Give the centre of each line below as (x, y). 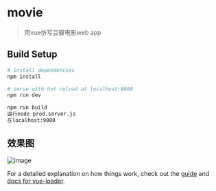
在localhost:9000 (32, 120)
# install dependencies (41, 70)
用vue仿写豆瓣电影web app (62, 32)
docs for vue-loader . (36, 181)
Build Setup (32, 54)
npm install (24, 77)
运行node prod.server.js (41, 114)
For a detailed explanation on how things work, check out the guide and (108, 173)
